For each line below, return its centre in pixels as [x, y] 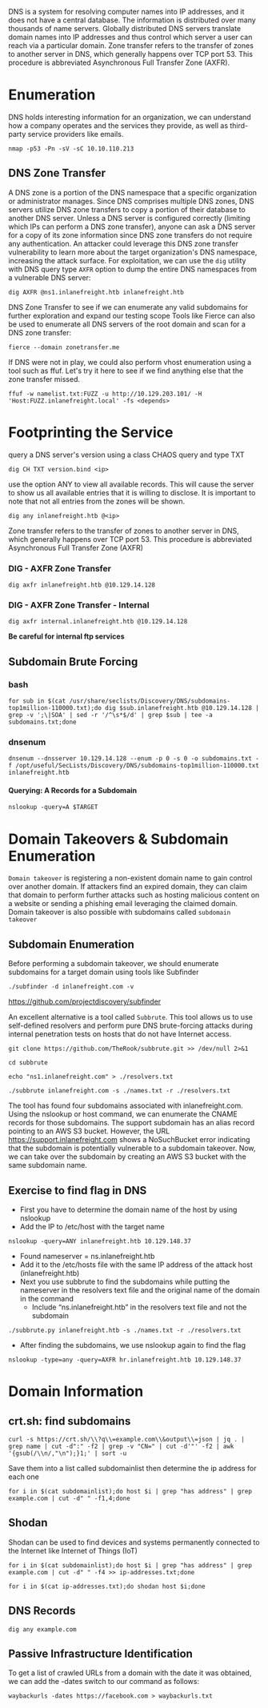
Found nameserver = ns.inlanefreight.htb [87, 1257]
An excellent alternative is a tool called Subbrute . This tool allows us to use [131, 1017]
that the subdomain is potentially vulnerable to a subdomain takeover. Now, [132, 1149]
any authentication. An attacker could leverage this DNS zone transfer [123, 243]
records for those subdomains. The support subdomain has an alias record [132, 1123]
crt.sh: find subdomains [70, 1421]
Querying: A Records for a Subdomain [73, 790]
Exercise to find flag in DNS [78, 1191]
